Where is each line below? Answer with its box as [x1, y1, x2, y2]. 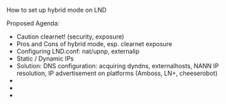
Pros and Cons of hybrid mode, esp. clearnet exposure [16, 40, 173, 48]
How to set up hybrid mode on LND [6, 6, 107, 14]
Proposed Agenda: [6, 19, 60, 27]
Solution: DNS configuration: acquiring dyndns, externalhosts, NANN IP [16, 62, 219, 70]
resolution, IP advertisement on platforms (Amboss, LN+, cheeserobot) [16, 69, 218, 77]
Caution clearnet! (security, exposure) [16, 32, 125, 41]
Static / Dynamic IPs [16, 54, 74, 63]
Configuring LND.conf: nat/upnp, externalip [16, 48, 140, 55]
